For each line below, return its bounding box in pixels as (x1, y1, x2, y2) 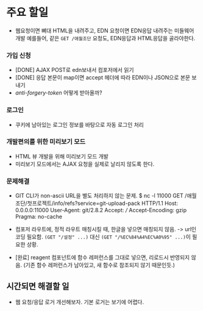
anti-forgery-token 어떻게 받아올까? (15, 89, 102, 96)
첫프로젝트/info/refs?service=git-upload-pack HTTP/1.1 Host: (27, 199, 179, 207)
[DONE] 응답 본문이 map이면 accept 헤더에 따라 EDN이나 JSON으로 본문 (15, 74, 191, 81)
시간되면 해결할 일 (6, 281, 69, 291)
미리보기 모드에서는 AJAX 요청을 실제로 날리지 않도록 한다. (15, 160, 155, 168)
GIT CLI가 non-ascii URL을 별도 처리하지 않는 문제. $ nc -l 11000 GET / (15, 192, 187, 199)
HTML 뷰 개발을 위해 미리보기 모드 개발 (15, 152, 109, 160)
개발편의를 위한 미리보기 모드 (6, 138, 86, 146)
